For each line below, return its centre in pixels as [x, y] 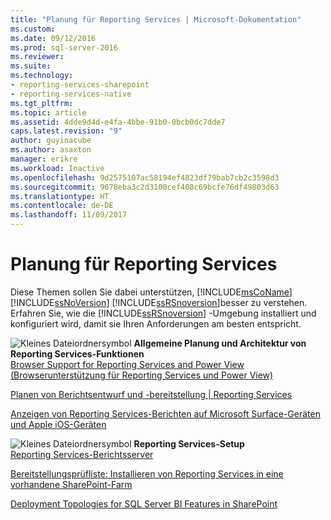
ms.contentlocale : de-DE [62, 206]
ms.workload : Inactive [57, 168]
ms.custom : [33, 29]
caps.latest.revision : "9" [66, 131]
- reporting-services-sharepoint [80, 85]
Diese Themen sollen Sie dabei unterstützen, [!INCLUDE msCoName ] [151, 292]
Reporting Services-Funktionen [77, 353]
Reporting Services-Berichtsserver [82, 454]
